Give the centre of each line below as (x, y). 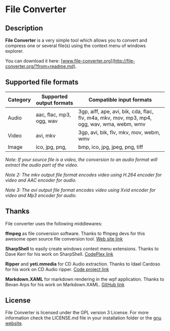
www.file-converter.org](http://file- (99, 61)
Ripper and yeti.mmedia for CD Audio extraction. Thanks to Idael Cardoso (83, 264)
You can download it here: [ (34, 61)
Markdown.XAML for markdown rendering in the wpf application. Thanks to (85, 279)
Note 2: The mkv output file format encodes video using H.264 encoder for (83, 175)
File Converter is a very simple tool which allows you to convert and (76, 40)
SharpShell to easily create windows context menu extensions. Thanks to (82, 249)
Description (24, 28)
